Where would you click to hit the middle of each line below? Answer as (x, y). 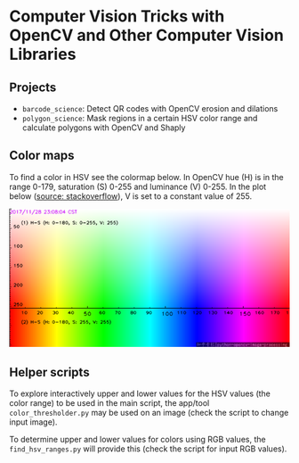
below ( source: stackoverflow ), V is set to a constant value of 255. (130, 196)
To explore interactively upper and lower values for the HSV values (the (140, 393)
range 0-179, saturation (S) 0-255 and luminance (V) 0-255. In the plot (138, 186)
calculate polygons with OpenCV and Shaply (104, 128)
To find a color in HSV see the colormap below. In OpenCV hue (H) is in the (147, 177)
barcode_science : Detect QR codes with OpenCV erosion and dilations (150, 108)
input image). (33, 422)
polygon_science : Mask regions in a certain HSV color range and (140, 118)
